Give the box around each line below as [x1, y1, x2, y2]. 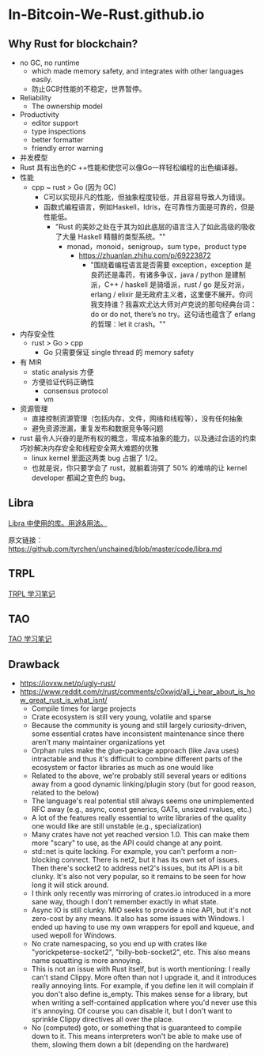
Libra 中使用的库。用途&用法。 [8, 518, 108, 527]
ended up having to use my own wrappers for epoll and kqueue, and [31, 923, 255, 932]
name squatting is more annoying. [31, 956, 142, 965]
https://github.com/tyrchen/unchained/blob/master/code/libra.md [8, 544, 223, 553]
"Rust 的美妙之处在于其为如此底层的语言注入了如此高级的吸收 [55, 222, 256, 231]
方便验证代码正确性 [31, 377, 95, 387]
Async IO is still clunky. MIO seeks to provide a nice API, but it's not [31, 905, 252, 915]
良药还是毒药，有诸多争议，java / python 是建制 [90, 270, 247, 279]
